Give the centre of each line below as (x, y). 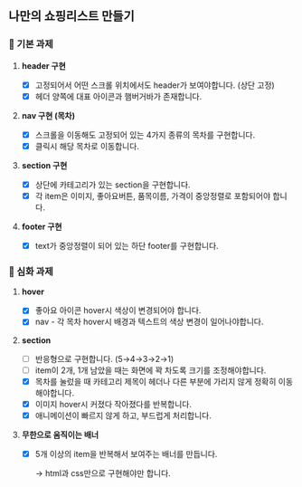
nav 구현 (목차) (48, 115)
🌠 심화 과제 (31, 272)
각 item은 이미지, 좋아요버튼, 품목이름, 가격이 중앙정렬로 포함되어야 (153, 196)
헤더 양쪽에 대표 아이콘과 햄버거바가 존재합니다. (118, 96)
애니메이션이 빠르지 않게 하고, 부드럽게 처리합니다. (123, 415)
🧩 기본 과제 (31, 44)
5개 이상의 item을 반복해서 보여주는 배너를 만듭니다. (126, 454)
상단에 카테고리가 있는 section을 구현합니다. (113, 185)
